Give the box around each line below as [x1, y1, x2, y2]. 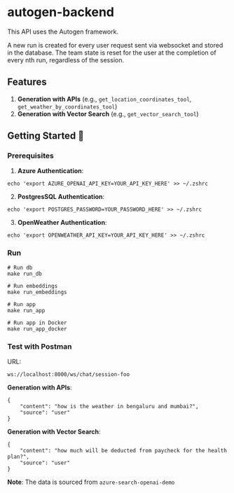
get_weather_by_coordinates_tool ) [17, 102, 118, 111]
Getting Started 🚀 [7, 130, 85, 142]
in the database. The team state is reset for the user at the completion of [7, 48, 216, 57]
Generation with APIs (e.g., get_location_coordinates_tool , [17, 95, 192, 103]
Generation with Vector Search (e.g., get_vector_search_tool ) [17, 109, 199, 118]
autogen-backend [7, 4, 114, 20]
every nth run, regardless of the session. [7, 55, 125, 64]
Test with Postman [7, 341, 72, 351]
